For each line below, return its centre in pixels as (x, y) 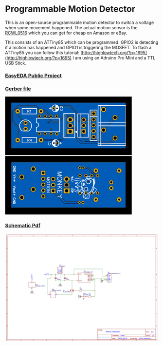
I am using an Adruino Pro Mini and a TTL (114, 58)
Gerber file (18, 89)
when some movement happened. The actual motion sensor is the (71, 27)
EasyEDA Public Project (33, 76)
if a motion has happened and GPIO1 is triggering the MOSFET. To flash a (78, 47)
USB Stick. (16, 63)
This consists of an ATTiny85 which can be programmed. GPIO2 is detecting (82, 42)
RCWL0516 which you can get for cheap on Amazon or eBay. (66, 33)
